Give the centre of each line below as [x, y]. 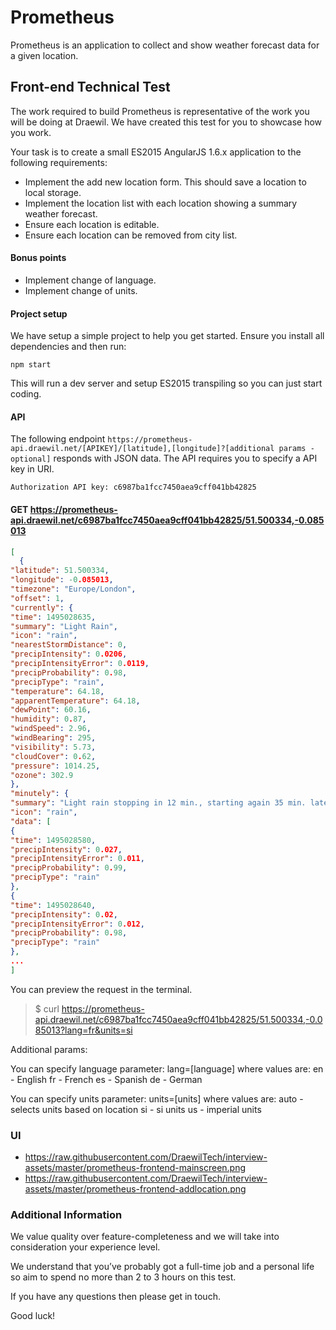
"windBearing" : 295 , [53, 738]
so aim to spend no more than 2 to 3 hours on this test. [123, 1277]
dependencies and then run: [68, 347]
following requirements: [59, 162]
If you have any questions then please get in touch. [115, 1297]
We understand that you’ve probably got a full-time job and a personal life [162, 1267]
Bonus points [38, 258]
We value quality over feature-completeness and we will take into [145, 1237]
